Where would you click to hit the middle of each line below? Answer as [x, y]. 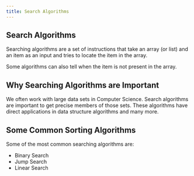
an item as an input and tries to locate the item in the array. [77, 56]
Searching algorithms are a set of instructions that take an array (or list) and [97, 49]
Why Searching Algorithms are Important [83, 85]
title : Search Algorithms [37, 11]
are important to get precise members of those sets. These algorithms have [97, 105]
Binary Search [32, 156]
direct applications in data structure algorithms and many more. [82, 112]
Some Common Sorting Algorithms [71, 130]
